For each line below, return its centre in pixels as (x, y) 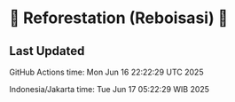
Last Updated (47, 51)
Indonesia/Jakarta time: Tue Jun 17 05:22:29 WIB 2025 (110, 89)
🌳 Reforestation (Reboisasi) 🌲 (119, 18)
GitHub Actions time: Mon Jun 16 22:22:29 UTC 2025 (106, 72)
